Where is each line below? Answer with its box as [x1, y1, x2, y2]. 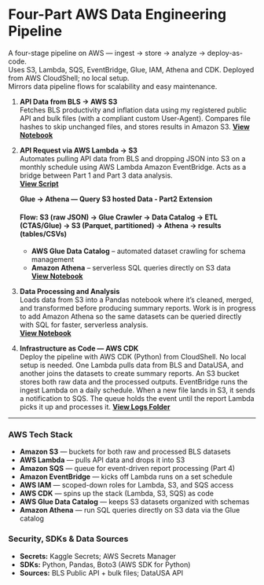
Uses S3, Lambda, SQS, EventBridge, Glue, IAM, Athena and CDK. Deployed [8, 64, 255, 74]
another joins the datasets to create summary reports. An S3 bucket [19, 369, 240, 378]
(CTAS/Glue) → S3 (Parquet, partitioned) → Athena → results [19, 220, 222, 230]
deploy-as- [207, 48, 244, 57]
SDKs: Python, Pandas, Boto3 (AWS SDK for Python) [19, 560, 191, 569]
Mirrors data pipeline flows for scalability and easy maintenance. [8, 81, 218, 91]
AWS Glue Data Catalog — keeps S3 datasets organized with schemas [19, 497, 250, 506]
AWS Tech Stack [8, 429, 73, 440]
